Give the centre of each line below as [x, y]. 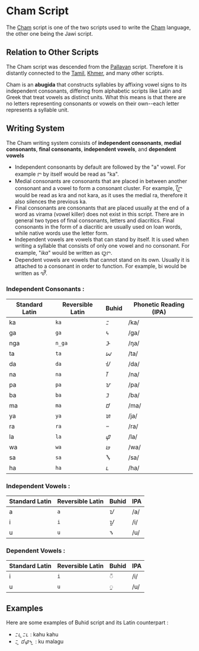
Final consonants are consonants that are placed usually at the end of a [102, 208]
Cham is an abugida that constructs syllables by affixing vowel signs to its [97, 84]
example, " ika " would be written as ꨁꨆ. [63, 252]
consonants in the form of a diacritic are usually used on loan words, [98, 226]
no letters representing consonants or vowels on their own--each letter [93, 103]
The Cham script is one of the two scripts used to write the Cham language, [99, 27]
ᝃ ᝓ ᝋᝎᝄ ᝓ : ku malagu [39, 641]
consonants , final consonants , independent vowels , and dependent [91, 149]
